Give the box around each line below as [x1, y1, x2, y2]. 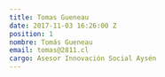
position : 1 [9, 29, 53, 38]
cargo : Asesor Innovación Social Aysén [9, 54, 157, 63]
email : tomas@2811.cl [9, 46, 90, 55]
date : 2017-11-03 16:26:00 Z [9, 21, 117, 30]
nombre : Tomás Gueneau [9, 37, 93, 47]
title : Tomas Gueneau [9, 12, 90, 22]
